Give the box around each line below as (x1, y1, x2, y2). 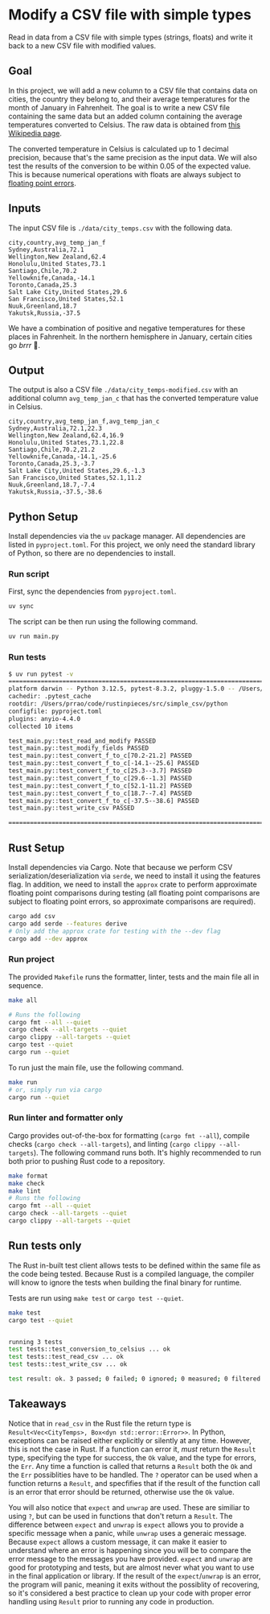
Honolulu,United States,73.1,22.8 (8, 439, 125, 447)
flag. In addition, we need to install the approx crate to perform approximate (8, 879, 257, 889)
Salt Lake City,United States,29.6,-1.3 (8, 467, 146, 475)
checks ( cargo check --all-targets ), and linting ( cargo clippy (8, 1139, 216, 1148)
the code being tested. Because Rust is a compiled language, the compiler (8, 1268, 255, 1278)
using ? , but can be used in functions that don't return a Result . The (8, 1511, 233, 1521)
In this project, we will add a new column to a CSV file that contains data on (8, 85, 258, 95)
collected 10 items (8, 722, 74, 730)
